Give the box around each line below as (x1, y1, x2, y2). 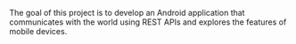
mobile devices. (9, 26, 68, 36)
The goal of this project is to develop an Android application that (9, 8, 245, 18)
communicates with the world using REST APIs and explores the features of (9, 17, 287, 27)
